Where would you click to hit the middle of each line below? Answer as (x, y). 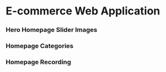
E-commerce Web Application (83, 11)
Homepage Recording (38, 62)
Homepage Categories (40, 46)
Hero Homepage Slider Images (51, 30)
